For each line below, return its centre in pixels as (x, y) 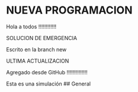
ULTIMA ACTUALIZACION (38, 61)
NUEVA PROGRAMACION (69, 10)
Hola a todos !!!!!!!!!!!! (31, 27)
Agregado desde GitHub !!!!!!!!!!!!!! (47, 72)
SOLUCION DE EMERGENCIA (42, 38)
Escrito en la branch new (36, 49)
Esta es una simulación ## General (48, 84)
